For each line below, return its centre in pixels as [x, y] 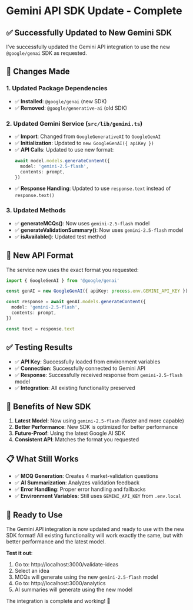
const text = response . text [41, 329]
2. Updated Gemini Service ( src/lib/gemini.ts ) [74, 123]
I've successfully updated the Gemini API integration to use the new [88, 47]
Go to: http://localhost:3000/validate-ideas [66, 564]
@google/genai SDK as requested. [46, 53]
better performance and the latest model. [56, 542]
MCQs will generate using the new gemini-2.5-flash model [86, 577]
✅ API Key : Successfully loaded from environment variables [87, 362]
